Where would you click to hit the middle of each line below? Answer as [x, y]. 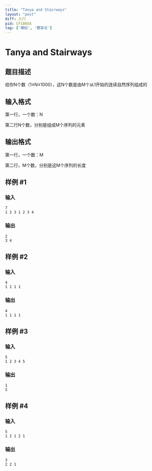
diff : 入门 [15, 19]
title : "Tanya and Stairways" [36, 10]
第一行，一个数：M [24, 155]
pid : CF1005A [18, 23]
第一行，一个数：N [24, 114]
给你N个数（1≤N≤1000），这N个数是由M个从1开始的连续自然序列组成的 [76, 85]
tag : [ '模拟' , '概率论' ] [29, 28]
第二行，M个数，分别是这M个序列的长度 [46, 165]
